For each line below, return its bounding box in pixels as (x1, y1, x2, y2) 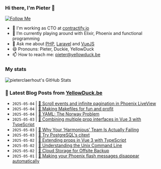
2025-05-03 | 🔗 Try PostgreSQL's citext (12, 132, 90, 137)
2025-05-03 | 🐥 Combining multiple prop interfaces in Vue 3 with (12, 116, 141, 122)
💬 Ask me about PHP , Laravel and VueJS (12, 41, 95, 47)
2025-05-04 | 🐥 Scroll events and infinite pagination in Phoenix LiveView (12, 101, 156, 106)
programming (12, 35, 40, 41)
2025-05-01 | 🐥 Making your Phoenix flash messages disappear (12, 153, 139, 159)
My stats (5, 66, 27, 73)
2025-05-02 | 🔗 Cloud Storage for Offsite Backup (12, 147, 109, 153)
